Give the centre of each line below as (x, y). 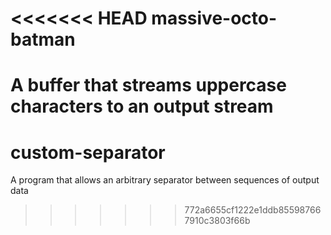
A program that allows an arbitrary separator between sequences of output (165, 180)
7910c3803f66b (217, 221)
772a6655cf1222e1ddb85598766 (253, 210)
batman (43, 39)
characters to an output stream (142, 106)
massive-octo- (214, 18)
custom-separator (88, 152)
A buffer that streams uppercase (148, 85)
